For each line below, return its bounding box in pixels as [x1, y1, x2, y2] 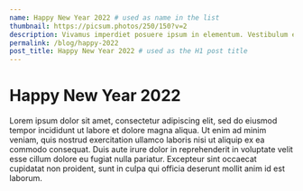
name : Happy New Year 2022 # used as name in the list [9, 13, 220, 23]
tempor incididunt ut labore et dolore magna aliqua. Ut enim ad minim [9, 125, 267, 136]
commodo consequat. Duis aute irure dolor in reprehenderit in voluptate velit [9, 144, 293, 155]
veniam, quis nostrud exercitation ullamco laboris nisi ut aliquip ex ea [9, 134, 265, 145]
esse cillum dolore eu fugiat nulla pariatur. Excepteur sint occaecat [9, 154, 257, 165]
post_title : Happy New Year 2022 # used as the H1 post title [9, 47, 248, 56]
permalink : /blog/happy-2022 [9, 38, 119, 48]
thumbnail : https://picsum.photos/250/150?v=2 [9, 22, 188, 31]
